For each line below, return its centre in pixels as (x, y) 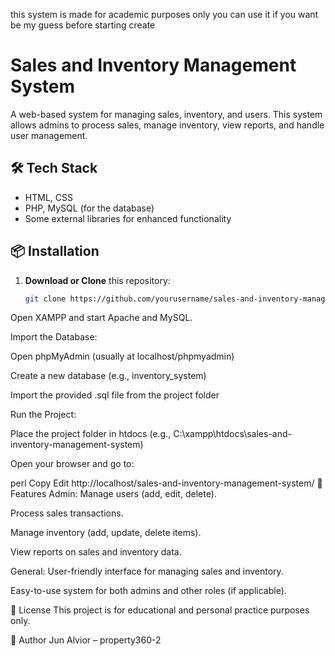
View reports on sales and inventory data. (96, 552)
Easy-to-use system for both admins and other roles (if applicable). (148, 591)
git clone (45, 299)
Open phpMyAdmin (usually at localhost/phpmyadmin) (122, 356)
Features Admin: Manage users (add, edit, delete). (113, 494)
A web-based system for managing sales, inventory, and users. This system (166, 114)
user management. (49, 135)
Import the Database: (54, 337)
